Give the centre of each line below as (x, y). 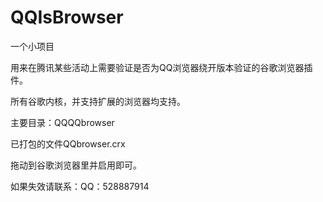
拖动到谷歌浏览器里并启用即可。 (76, 165)
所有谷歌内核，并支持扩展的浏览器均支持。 (98, 101)
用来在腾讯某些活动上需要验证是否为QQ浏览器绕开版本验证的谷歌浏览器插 (161, 67)
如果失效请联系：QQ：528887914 (80, 186)
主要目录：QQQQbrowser (62, 122)
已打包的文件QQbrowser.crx (68, 143)
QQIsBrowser (67, 17)
